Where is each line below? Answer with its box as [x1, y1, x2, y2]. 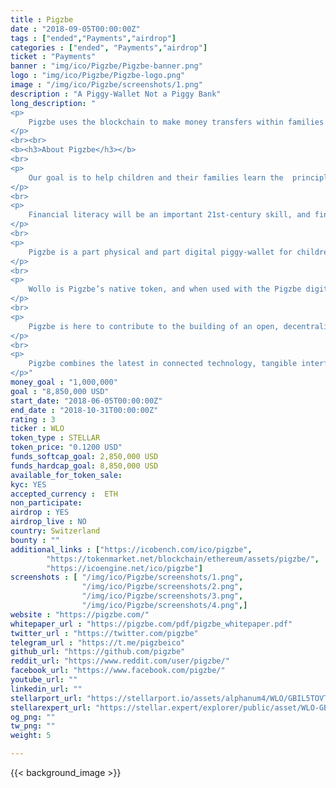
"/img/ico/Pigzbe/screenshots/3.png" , [81, 591, 244, 601]
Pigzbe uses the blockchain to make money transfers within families [28, 117, 325, 127]
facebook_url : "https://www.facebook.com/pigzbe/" [10, 666, 226, 676]
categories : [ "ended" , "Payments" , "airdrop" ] [10, 42, 208, 53]
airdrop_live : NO [10, 517, 87, 527]
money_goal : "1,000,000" [10, 377, 118, 387]
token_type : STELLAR [10, 433, 101, 443]
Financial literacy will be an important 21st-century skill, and [28, 210, 311, 220]
